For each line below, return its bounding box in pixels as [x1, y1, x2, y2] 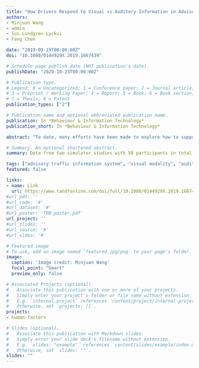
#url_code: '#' [6, 199, 44, 205]
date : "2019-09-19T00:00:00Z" [6, 47, 81, 53]
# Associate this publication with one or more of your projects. [6, 287, 179, 293]
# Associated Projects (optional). [6, 281, 94, 287]
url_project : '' [6, 216, 46, 222]
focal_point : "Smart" [11, 265, 65, 271]
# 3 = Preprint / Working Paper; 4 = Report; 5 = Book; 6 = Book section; [6, 90, 195, 97]
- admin [6, 25, 25, 31]
